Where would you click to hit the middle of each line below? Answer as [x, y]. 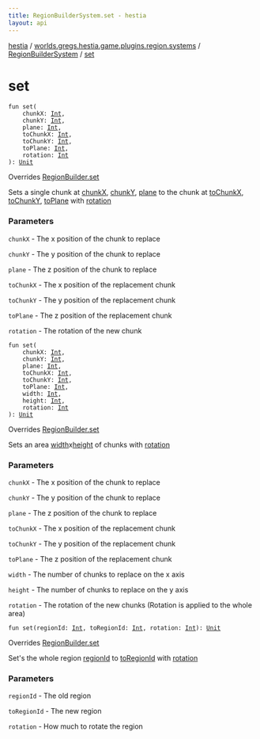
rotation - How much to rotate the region [76, 726]
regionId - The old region [50, 696]
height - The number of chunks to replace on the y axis [98, 590]
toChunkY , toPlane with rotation [60, 201]
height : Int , [44, 401]
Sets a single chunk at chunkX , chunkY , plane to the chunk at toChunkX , [126, 192]
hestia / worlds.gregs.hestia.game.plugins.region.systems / [105, 45]
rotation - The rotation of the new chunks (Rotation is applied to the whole [130, 605]
